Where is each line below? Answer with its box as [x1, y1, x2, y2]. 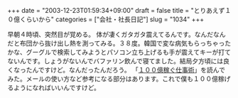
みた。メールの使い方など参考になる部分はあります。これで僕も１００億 [7, 75, 219, 83]
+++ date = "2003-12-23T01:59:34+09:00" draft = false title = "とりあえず [7, 6, 225, 14]
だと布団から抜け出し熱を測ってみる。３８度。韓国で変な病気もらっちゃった [7, 39, 232, 48]
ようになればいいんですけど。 [13, 84, 101, 92]
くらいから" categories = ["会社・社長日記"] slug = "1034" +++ [19, 15, 205, 23]
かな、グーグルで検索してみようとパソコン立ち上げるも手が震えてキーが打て [7, 48, 231, 56]
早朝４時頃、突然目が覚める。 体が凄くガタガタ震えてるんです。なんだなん [7, 31, 226, 38]
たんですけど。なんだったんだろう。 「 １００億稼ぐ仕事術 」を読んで [26, 66, 226, 74]
